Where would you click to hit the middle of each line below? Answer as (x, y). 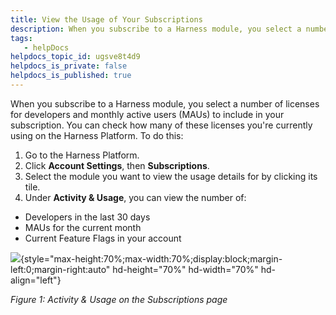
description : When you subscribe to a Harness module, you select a (156, 29)
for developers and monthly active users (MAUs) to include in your (147, 114)
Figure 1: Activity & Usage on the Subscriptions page (119, 299)
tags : (21, 38)
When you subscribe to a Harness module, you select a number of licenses (165, 103)
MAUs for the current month (83, 227)
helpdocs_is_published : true (71, 76)
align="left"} (36, 280)
